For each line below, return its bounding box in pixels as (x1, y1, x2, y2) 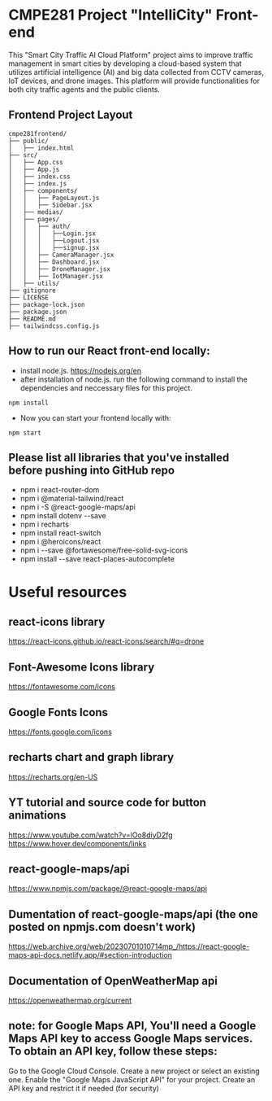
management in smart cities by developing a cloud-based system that (8, 59, 242, 68)
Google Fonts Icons (8, 706, 108, 719)
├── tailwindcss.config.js (8, 321, 100, 330)
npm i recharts (19, 519, 69, 530)
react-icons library (8, 614, 106, 628)
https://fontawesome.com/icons (8, 682, 116, 692)
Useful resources (8, 583, 127, 601)
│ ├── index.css (8, 173, 71, 181)
